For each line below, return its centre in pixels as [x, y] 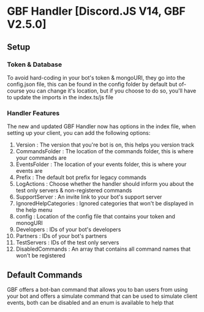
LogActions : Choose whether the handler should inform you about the [105, 184]
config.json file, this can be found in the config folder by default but [92, 84]
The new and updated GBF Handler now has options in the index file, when [101, 126]
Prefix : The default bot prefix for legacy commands [81, 177]
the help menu [34, 210]
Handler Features [33, 113]
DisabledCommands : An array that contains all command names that [103, 249]
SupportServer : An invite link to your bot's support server [89, 197]
